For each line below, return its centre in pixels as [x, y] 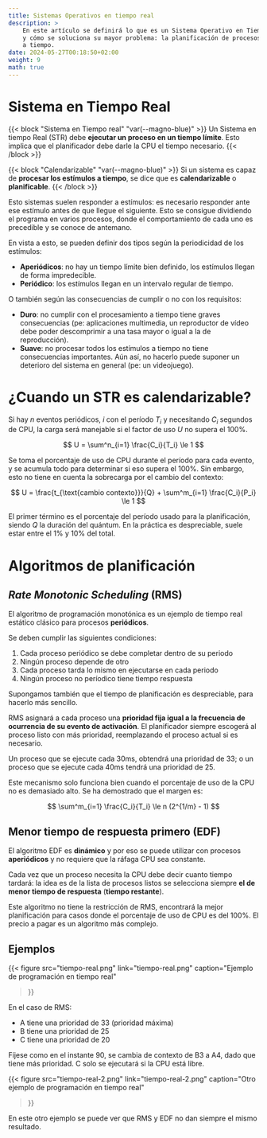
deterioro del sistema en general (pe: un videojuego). [107, 365]
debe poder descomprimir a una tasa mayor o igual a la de [115, 331]
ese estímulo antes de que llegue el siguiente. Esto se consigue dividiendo [130, 210]
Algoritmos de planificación [102, 565]
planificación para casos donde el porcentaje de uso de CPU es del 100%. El [133, 915]
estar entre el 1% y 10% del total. [62, 533]
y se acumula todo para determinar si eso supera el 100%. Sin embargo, [126, 469]
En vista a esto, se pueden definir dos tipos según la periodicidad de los [126, 243]
